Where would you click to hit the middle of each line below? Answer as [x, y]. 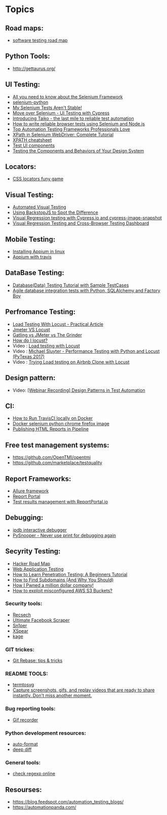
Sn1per [20, 625]
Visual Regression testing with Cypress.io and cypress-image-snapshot [87, 218]
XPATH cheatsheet [32, 140]
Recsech [22, 615]
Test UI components [34, 145]
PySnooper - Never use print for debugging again [64, 535]
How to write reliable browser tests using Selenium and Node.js [79, 123]
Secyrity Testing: [33, 552]
